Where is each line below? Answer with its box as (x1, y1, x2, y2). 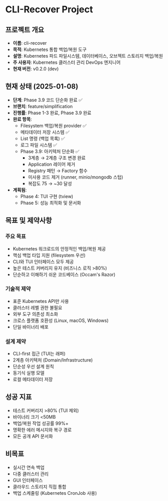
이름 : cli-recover (12, 40, 47, 46)
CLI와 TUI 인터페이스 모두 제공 (12, 258, 74, 264)
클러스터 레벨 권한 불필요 (12, 305, 62, 311)
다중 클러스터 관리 (12, 471, 49, 477)
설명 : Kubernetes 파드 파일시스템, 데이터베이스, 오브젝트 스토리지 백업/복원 (12, 53, 163, 59)
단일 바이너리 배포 (12, 324, 49, 330)
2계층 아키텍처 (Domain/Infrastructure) (12, 357, 93, 363)
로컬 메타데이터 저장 (12, 377, 53, 383)
